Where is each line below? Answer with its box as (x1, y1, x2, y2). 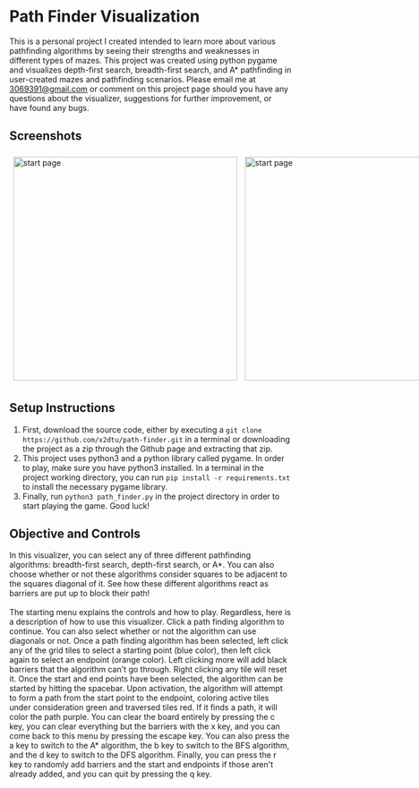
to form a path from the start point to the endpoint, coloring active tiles (9, 692, 269, 704)
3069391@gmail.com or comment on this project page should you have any (9, 83, 289, 94)
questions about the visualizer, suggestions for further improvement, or (9, 92, 272, 104)
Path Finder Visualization (9, 6, 201, 27)
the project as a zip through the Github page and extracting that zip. (21, 443, 273, 454)
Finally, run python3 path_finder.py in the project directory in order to (21, 491, 280, 501)
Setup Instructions (9, 400, 115, 415)
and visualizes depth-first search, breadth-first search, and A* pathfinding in (9, 64, 292, 75)
